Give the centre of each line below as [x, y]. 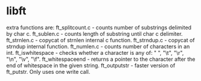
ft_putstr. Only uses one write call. [48, 71]
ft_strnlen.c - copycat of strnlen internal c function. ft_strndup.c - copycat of [100, 40]
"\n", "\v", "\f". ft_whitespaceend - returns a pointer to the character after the [101, 59]
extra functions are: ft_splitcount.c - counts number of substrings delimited [99, 27]
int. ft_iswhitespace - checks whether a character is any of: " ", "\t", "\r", [95, 52]
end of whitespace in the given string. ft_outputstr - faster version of [91, 65]
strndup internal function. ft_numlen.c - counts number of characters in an [98, 46]
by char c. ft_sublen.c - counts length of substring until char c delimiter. [94, 33]
